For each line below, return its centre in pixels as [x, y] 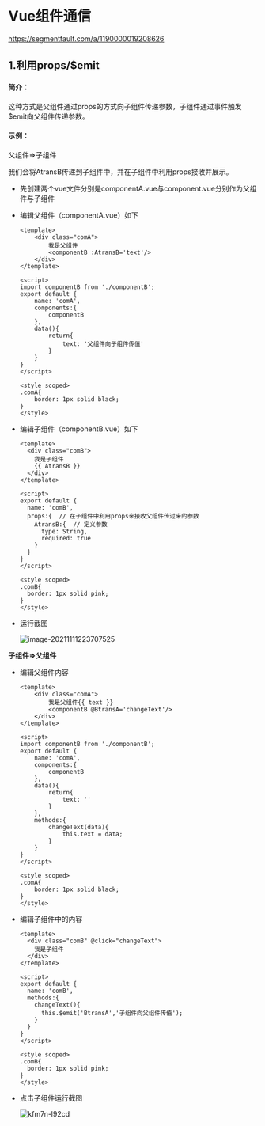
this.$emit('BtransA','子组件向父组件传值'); [112, 1013]
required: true [66, 538]
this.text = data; [93, 834]
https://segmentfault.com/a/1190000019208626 [86, 38]
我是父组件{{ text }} [81, 702]
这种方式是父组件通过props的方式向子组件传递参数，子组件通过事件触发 [125, 106]
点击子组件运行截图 [51, 1098]
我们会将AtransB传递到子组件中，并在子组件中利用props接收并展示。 [121, 172]
